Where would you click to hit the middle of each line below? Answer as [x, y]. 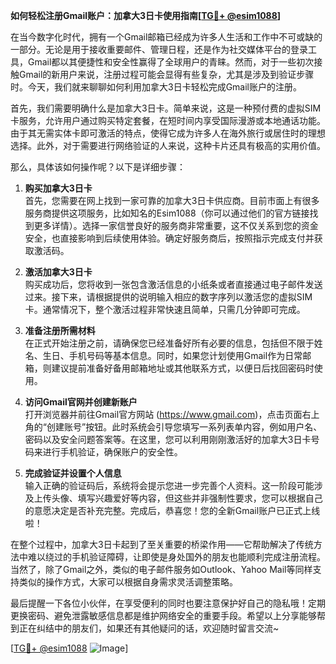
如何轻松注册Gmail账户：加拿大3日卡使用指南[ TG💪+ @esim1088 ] [146, 15]
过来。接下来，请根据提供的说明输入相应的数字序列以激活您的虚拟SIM [168, 297]
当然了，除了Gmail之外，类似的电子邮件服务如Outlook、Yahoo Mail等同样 [161, 569]
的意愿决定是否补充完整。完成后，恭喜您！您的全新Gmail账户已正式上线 [172, 510]
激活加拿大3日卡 [58, 272]
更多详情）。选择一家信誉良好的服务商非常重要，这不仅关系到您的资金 [176, 225]
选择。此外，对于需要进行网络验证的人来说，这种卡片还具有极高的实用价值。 [168, 145]
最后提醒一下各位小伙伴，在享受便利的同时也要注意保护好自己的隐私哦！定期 [168, 603]
